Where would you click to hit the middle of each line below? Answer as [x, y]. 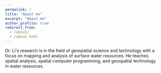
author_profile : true [27, 23]
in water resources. [24, 66]
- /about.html [24, 37]
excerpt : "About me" [26, 18]
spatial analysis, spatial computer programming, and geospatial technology [80, 61]
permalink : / [18, 9]
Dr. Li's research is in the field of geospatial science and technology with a [80, 50]
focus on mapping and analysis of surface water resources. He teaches [77, 55]
